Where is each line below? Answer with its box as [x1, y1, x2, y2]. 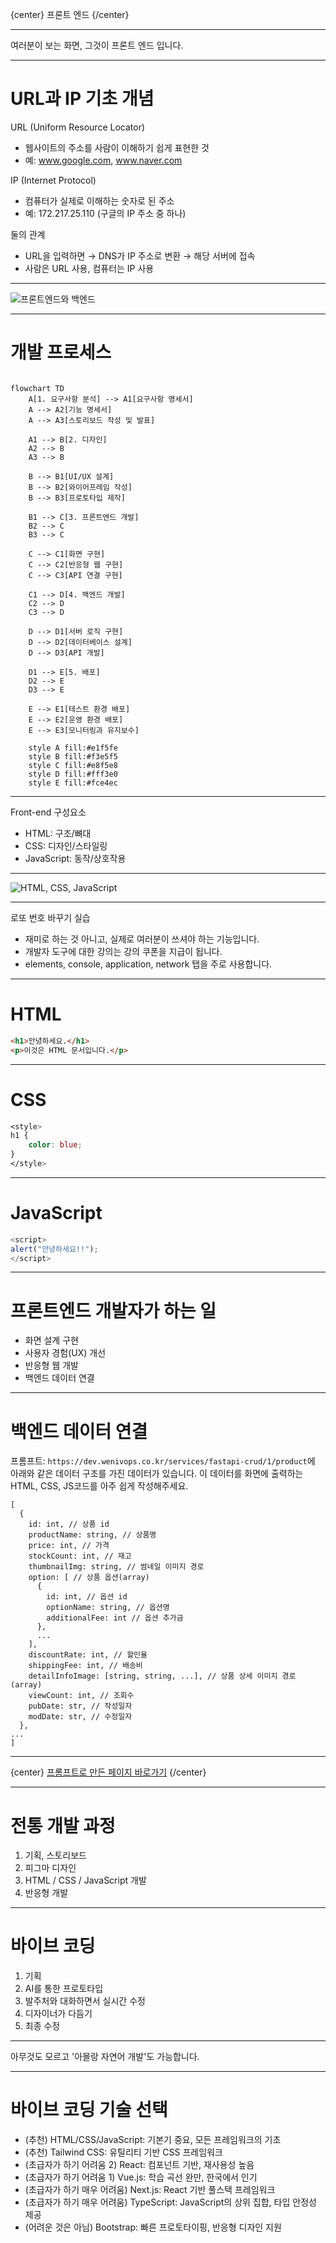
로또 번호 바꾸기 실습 [10, 911, 91, 923]
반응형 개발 [24, 1887, 69, 1899]
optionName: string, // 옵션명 [46, 1603, 170, 1613]
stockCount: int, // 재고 [28, 1551, 132, 1562]
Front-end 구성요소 [10, 806, 87, 818]
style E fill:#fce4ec [28, 778, 118, 788]
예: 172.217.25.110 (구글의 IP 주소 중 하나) [24, 207, 187, 219]
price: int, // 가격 [28, 1541, 110, 1551]
